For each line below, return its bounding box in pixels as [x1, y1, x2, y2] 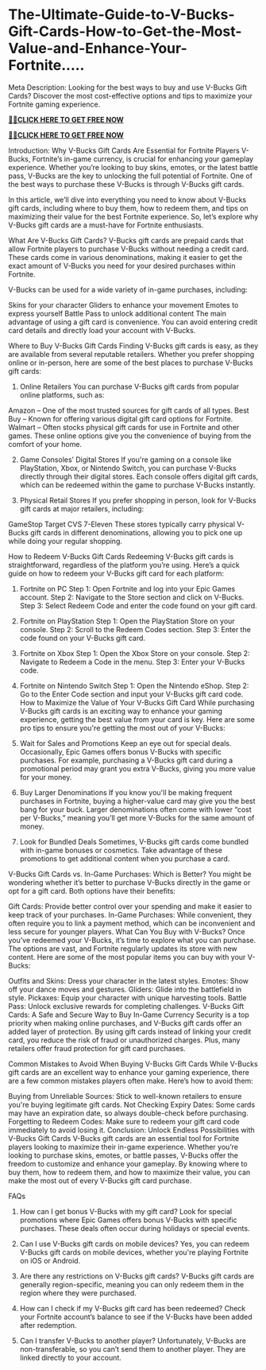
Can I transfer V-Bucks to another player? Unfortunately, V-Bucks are [19, 1336, 246, 1345]
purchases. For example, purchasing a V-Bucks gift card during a [19, 755, 233, 765]
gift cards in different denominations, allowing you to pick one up [30, 527, 243, 538]
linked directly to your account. [19, 1353, 121, 1362]
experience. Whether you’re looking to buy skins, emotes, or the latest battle [8, 162, 258, 172]
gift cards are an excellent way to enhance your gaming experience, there [8, 1067, 250, 1077]
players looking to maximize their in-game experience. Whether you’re [8, 1142, 238, 1151]
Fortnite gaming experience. [8, 99, 101, 109]
